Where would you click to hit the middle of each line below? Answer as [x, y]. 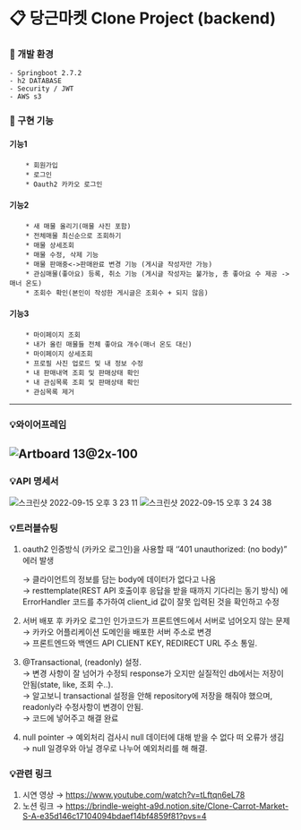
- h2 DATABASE [36, 81]
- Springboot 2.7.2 [46, 73]
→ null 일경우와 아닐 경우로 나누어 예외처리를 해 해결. [115, 748]
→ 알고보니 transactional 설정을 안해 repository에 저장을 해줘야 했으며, [147, 696]
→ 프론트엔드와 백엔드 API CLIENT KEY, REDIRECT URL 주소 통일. [140, 643]
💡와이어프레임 [38, 424]
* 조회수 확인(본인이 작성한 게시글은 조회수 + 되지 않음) [117, 293]
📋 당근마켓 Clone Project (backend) [142, 18]
